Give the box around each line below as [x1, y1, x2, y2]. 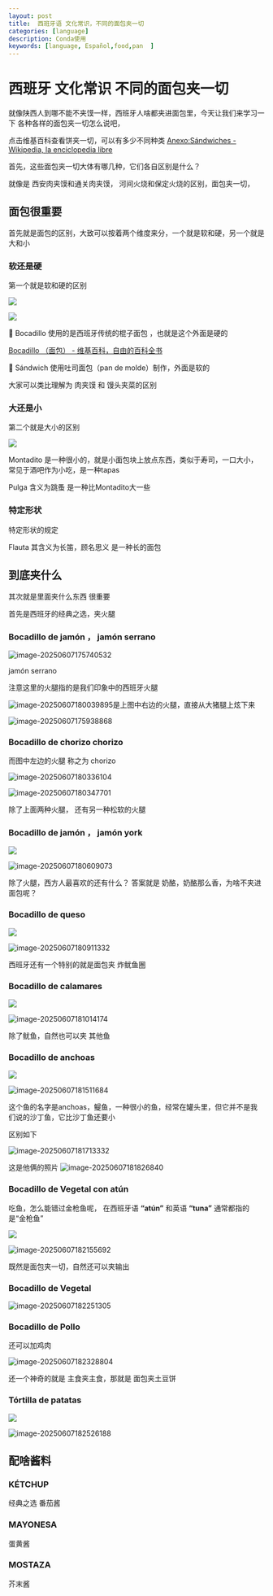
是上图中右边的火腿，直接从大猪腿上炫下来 [112, 700, 256, 709]
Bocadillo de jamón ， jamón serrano [8, 631, 156, 643]
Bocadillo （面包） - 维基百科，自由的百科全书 [8, 346, 162, 355]
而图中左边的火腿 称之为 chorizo [8, 756, 116, 765]
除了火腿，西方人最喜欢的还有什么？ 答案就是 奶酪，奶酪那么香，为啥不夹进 [8, 878, 262, 887]
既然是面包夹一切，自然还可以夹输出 [8, 1262, 130, 1271]
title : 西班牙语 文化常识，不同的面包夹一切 [8, 20, 145, 28]
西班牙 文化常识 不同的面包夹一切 [8, 80, 229, 98]
